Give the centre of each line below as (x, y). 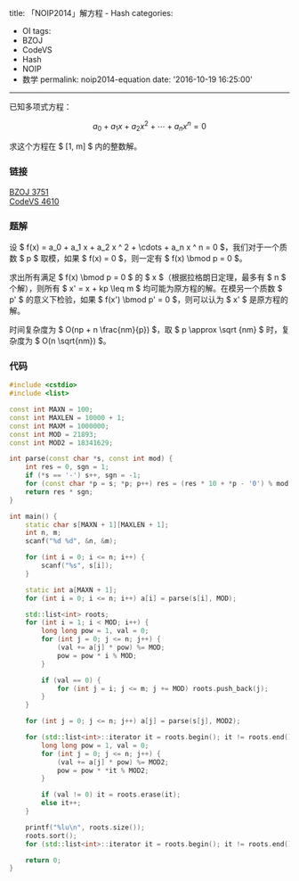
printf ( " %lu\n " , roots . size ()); (85, 827)
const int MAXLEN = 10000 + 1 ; (67, 417)
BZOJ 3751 (29, 192)
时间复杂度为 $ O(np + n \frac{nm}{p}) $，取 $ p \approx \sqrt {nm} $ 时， (145, 330)
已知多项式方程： (40, 107)
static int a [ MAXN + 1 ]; (71, 590)
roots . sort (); (51, 836)
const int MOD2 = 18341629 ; (61, 443)
